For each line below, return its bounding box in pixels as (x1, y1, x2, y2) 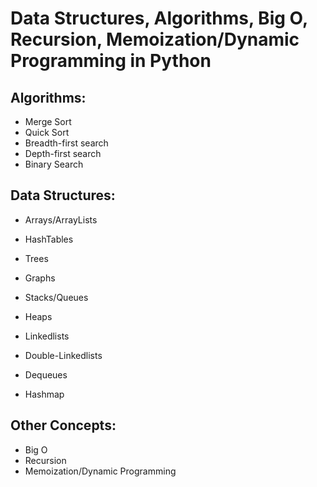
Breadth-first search (24, 137, 109, 149)
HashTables (24, 233, 74, 245)
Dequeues (24, 368, 68, 381)
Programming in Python (10, 50, 212, 72)
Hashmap (24, 388, 65, 400)
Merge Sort (24, 116, 72, 127)
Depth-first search (24, 148, 102, 159)
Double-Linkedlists (24, 349, 103, 361)
